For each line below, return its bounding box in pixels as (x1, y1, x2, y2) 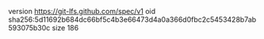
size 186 (52, 23, 79, 32)
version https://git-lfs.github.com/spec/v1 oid (8, 7, 156, 16)
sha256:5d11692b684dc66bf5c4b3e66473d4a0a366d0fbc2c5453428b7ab (8, 15, 257, 24)
